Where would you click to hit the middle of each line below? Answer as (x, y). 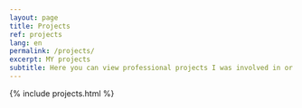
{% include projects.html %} (62, 93)
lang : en (26, 43)
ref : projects (36, 34)
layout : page (34, 18)
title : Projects (40, 26)
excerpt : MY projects (50, 59)
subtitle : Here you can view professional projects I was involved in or (151, 68)
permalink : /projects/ (52, 51)
